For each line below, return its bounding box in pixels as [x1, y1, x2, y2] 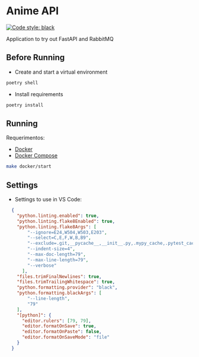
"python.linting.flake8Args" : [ [17, 224, 97, 230]
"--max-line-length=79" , [27, 257, 89, 263]
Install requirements [14, 90, 63, 97]
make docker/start [6, 163, 52, 170]
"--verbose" [27, 263, 57, 268]
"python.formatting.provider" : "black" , [17, 285, 118, 290]
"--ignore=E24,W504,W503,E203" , [27, 229, 108, 235]
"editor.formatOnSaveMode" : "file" [21, 334, 110, 340]
